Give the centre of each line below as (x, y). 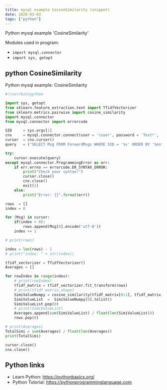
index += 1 (25, 231)
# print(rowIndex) (33, 281)
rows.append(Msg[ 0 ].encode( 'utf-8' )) (62, 227)
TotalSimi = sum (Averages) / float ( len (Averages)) (59, 331)
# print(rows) (20, 240)
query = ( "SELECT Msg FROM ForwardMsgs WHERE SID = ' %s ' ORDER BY (78, 144)
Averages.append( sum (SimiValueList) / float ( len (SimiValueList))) (84, 313)
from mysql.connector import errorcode (46, 122)
